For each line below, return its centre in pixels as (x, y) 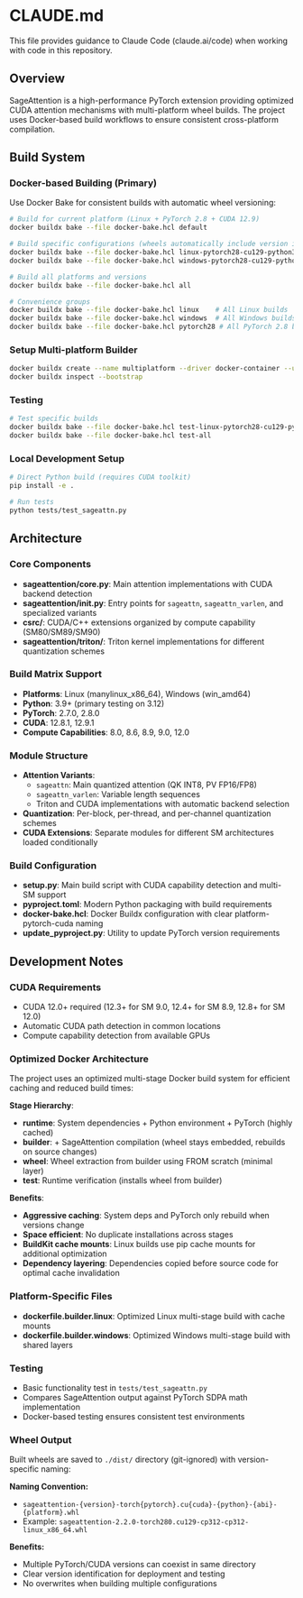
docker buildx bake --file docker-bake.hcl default (108, 228)
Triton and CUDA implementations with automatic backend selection (163, 804)
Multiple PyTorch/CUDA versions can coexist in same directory (139, 1565)
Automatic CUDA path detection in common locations (121, 1026)
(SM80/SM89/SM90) (61, 631)
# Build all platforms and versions (78, 277)
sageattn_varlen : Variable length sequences (118, 794)
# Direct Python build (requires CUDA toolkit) (101, 478)
